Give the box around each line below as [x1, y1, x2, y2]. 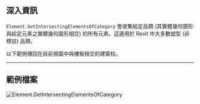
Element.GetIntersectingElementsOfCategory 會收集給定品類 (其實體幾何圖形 [6, 23, 193, 30]
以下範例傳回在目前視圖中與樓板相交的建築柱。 [6, 50, 121, 57]
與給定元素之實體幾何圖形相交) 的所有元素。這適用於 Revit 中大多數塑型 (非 [6, 30, 190, 37]
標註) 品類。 [6, 37, 36, 45]
